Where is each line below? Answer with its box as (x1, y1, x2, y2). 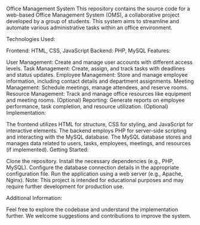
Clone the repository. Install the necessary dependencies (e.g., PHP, (6, 158, 174, 164)
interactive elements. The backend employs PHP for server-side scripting (6, 127, 187, 134)
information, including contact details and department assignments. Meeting (6, 77, 194, 85)
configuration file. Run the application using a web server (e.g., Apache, (6, 170, 183, 177)
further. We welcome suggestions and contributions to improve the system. (6, 212, 192, 219)
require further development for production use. (6, 183, 124, 190)
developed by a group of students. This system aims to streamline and (6, 18, 179, 24)
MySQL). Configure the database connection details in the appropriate (6, 164, 179, 171)
